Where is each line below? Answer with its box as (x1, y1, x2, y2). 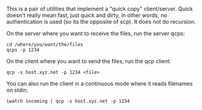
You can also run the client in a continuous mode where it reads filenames (6, 80, 193, 87)
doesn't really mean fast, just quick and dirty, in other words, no (6, 12, 167, 19)
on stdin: (6, 86, 29, 94)
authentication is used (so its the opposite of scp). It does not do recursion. (6, 18, 196, 25)
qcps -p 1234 (6, 47, 40, 53)
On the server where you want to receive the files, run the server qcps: (6, 30, 185, 37)
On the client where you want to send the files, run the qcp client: (6, 58, 171, 64)
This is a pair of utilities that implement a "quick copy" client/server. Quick (6, 5, 193, 12)
